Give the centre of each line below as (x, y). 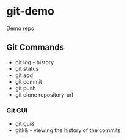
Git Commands (35, 47)
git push (25, 88)
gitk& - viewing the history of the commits (68, 130)
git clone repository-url (44, 94)
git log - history (34, 62)
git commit (29, 81)
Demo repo (20, 28)
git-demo (31, 11)
